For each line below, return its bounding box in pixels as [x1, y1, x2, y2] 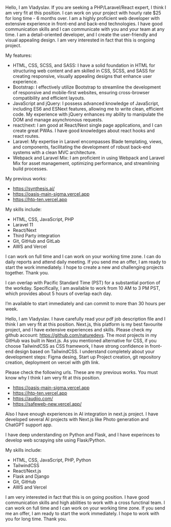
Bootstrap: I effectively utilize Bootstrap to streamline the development [12, 84, 161, 90]
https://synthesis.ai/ [12, 185, 55, 192]
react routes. [12, 133, 40, 139]
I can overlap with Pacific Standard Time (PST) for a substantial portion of [5, 280, 161, 286]
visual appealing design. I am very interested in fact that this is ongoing [5, 37, 155, 43]
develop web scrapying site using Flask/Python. [5, 437, 106, 443]
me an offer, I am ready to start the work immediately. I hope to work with [5, 511, 159, 516]
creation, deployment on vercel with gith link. [5, 360, 100, 365]
